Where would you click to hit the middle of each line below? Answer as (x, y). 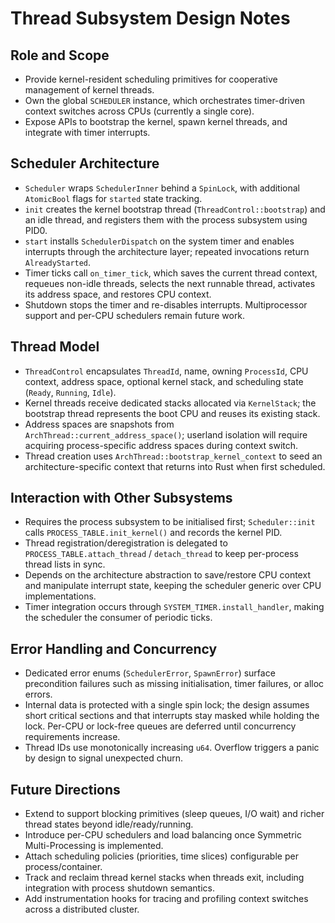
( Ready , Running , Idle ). (70, 392)
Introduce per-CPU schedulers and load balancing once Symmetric (163, 835)
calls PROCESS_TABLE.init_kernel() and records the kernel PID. (153, 533)
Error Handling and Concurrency (114, 648)
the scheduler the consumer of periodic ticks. (118, 618)
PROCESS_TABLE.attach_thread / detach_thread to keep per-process (161, 554)
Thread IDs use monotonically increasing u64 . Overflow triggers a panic (172, 748)
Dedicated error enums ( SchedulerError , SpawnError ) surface (150, 673)
